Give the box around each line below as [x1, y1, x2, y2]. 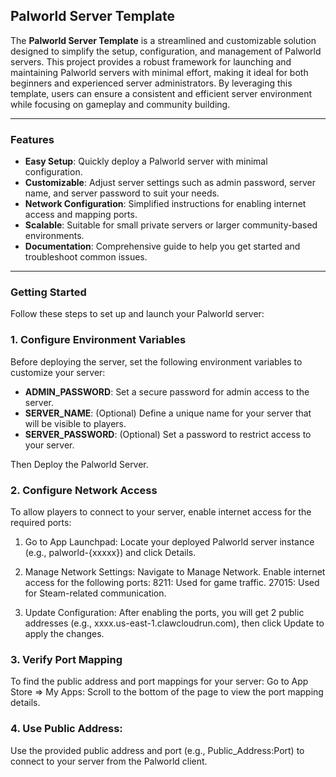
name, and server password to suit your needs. [24, 187, 220, 199]
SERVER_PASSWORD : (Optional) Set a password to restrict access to [24, 428, 312, 440]
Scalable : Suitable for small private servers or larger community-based [24, 219, 318, 231]
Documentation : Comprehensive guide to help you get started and [24, 240, 301, 253]
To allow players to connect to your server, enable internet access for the [10, 506, 312, 518]
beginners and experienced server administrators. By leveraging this [10, 77, 293, 89]
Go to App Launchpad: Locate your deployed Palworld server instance [24, 536, 315, 548]
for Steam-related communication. [24, 587, 167, 599]
